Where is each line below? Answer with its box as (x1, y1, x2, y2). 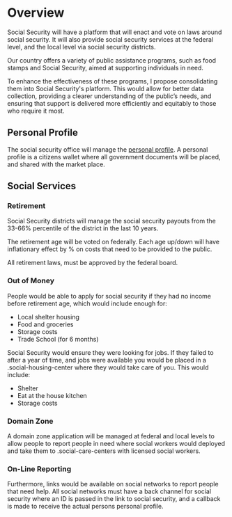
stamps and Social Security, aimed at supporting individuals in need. (7, 63, 204, 72)
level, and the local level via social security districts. (7, 42, 156, 51)
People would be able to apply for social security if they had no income (7, 292, 211, 300)
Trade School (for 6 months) (17, 335, 99, 343)
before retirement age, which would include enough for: (7, 299, 167, 308)
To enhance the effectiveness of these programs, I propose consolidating (7, 77, 218, 85)
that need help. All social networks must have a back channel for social (7, 487, 211, 495)
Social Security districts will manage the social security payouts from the (7, 217, 216, 225)
